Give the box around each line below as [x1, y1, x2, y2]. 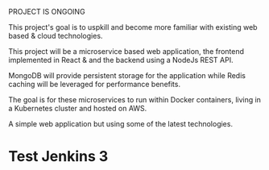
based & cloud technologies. [8, 31, 103, 40]
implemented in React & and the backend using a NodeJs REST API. [8, 56, 234, 64]
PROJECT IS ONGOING [8, 7, 86, 16]
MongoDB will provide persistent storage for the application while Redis [8, 71, 246, 80]
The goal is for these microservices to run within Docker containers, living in [8, 95, 262, 104]
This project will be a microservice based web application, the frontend [8, 47, 244, 56]
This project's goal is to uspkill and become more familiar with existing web [8, 23, 258, 31]
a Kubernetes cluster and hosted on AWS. [8, 104, 147, 113]
